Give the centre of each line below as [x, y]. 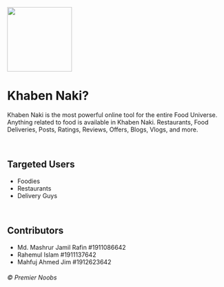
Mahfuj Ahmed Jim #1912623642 [64, 262]
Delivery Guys [37, 195]
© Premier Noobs [32, 277]
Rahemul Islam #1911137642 [57, 255]
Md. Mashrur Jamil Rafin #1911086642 [71, 247]
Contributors [35, 231]
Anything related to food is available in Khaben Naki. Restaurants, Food [108, 122]
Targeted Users [41, 164]
